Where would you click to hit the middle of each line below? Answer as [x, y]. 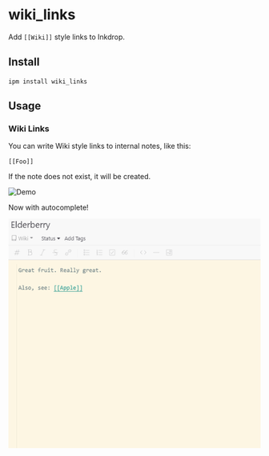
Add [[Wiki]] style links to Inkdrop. [67, 37]
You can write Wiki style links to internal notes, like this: [100, 146]
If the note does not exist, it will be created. [80, 177]
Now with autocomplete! [49, 208]
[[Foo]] [21, 162]
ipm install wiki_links [48, 82]
